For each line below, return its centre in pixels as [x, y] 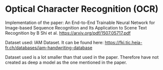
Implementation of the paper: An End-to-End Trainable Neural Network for [80, 23]
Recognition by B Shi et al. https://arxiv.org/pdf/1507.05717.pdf [68, 33]
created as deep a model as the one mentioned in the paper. [66, 62]
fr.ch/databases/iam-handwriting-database [49, 47]
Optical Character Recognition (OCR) [82, 9]
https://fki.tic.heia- [123, 42]
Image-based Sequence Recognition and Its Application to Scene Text [76, 27]
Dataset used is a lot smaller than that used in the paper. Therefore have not [82, 57]
